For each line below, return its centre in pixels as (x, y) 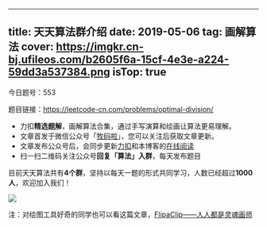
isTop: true (139, 72)
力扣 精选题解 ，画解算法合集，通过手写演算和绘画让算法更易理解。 (128, 126)
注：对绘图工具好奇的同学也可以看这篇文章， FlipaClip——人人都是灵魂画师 (130, 214)
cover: (37, 47)
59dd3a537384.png (59, 72)
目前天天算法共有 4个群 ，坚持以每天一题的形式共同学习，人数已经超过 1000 (130, 172)
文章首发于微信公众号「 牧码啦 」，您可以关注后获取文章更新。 (119, 136)
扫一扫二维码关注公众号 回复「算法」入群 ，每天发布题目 (110, 156)
